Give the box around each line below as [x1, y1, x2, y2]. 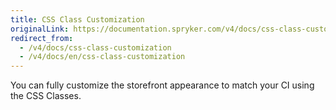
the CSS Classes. [10, 90, 82, 102]
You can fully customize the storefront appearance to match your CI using [10, 79, 315, 91]
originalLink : [10, 24, 70, 34]
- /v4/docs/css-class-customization [19, 42, 172, 53]
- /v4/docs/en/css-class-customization [19, 52, 186, 62]
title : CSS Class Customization [10, 14, 145, 25]
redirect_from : [10, 33, 74, 43]
